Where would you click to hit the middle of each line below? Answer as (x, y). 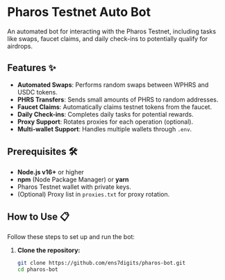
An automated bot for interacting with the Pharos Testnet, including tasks (112, 31)
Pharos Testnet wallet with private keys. (74, 187)
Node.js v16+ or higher (51, 172)
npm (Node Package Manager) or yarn (73, 179)
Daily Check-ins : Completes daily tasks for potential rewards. (105, 114)
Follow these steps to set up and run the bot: (71, 237)
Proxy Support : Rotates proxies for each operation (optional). (105, 122)
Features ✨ (32, 68)
